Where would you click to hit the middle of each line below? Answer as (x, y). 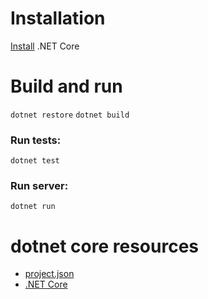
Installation (58, 18)
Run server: (39, 186)
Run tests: (36, 140)
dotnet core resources (104, 246)
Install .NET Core (45, 46)
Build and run (66, 86)
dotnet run (33, 207)
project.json (49, 274)
